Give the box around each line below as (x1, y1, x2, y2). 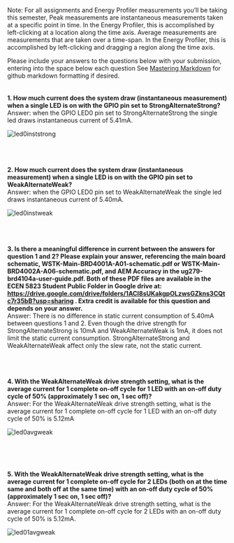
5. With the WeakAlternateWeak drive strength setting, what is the (7, 470, 204, 478)
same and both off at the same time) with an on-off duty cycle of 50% (7, 485, 214, 493)
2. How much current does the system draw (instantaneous (7, 166, 184, 174)
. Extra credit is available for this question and (75, 297, 211, 305)
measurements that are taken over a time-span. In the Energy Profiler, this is (7, 36, 226, 44)
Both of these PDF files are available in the (86, 274, 212, 283)
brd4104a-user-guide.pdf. (7, 274, 86, 283)
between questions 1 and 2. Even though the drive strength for (7, 319, 187, 327)
